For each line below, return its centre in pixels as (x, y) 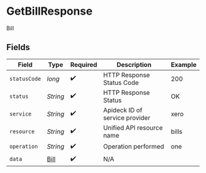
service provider (127, 117)
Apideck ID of (123, 110)
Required (84, 64)
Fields (18, 47)
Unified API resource (133, 128)
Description (134, 64)
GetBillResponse (50, 11)
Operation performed (134, 147)
